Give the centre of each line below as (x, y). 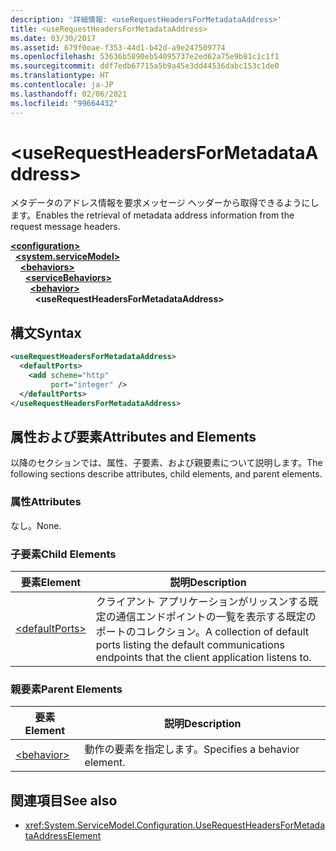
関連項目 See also (64, 800)
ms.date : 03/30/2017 (53, 38)
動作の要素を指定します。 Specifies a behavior (192, 749)
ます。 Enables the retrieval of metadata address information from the (152, 215)
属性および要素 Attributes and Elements (133, 436)
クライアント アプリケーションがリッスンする (202, 601)
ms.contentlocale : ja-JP (62, 85)
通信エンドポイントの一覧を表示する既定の (216, 616)
